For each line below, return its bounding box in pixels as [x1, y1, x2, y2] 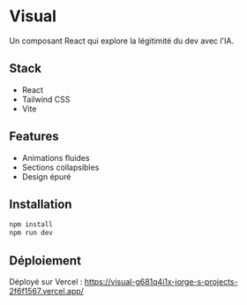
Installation [9, 196, 72, 211]
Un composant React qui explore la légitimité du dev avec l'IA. [9, 35, 235, 46]
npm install [9, 220, 53, 229]
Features [9, 129, 59, 144]
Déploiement [9, 253, 82, 268]
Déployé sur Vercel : [9, 276, 83, 286]
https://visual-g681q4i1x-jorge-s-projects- [84, 276, 238, 286]
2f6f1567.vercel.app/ [9, 286, 84, 296]
